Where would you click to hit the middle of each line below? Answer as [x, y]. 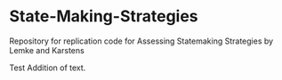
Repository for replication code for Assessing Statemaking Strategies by [141, 41]
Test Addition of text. [48, 68]
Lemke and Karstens [47, 50]
